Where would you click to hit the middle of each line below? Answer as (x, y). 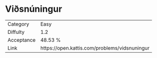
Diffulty (16, 32)
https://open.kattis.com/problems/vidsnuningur (95, 48)
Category (18, 24)
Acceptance (22, 40)
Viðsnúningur (34, 9)
